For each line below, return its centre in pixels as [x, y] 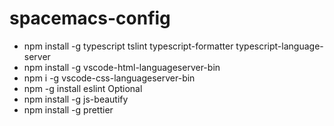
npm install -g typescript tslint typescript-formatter [128, 46]
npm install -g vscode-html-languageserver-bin [122, 67]
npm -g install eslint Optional [83, 88]
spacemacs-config [90, 18]
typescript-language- [279, 46]
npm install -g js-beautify [76, 99]
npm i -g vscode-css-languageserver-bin [109, 78]
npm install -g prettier [68, 109]
